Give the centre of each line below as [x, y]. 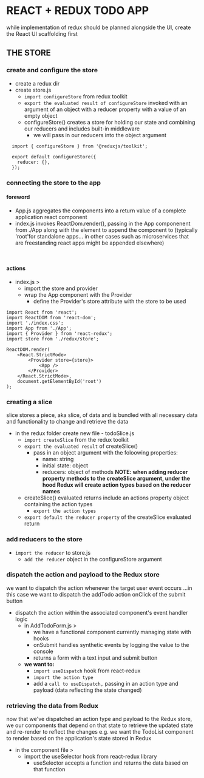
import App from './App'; [39, 328]
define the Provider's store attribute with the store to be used [110, 301]
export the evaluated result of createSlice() [81, 446]
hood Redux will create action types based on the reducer [117, 485]
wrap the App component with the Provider [78, 294]
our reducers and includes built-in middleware [82, 129]
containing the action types [58, 504]
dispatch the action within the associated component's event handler [101, 612]
